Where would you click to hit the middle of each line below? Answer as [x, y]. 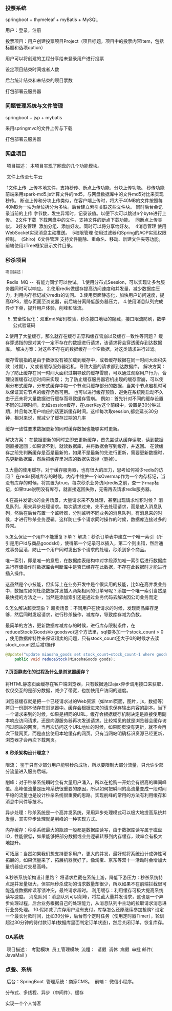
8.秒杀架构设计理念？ [28, 752]
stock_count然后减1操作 [30, 645]
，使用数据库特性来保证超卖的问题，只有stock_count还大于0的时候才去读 [82, 638]
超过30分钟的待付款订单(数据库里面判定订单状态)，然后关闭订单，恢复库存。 [86, 923]
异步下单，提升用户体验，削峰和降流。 [46, 308]
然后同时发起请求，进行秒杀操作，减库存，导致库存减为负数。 [79, 615]
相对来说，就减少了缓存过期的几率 [50, 418]
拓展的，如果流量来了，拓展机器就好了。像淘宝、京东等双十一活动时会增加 [84, 860]
